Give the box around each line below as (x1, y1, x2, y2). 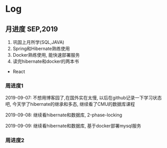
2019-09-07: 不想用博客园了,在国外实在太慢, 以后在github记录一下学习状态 (5, 95, 162, 101)
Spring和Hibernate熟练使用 (12, 45, 70, 52)
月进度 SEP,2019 (5, 24, 58, 33)
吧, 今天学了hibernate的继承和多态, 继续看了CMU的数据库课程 (5, 101, 135, 107)
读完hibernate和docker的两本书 (12, 58, 79, 64)
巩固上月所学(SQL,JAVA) (12, 39, 65, 45)
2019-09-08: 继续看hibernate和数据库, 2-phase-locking (5, 112, 123, 118)
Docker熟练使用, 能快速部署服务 (12, 52, 80, 58)
